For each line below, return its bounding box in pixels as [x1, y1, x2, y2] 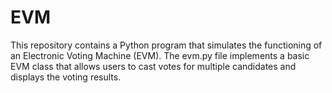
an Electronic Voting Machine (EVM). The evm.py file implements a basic [10, 49, 310, 61]
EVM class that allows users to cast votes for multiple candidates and [10, 60, 297, 72]
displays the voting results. [10, 71, 122, 83]
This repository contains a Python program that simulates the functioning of [10, 39, 323, 51]
